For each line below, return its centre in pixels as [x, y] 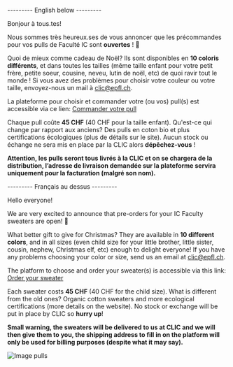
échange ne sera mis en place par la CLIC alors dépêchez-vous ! [101, 145]
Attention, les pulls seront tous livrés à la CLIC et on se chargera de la [110, 158]
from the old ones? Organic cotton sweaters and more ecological [101, 299]
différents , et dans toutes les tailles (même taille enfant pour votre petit [110, 65]
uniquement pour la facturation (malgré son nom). [82, 173]
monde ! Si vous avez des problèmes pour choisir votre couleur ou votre [111, 80]
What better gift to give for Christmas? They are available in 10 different [111, 235]
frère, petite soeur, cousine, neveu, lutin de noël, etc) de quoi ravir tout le [112, 73]
